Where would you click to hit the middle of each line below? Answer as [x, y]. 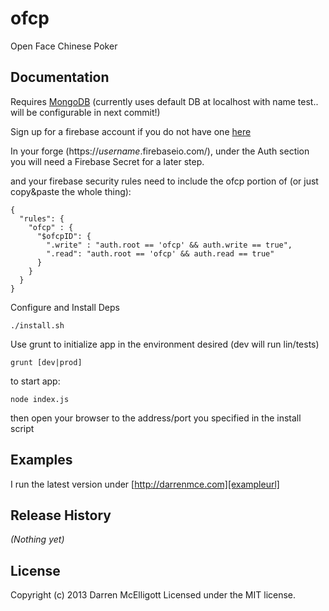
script [22, 428]
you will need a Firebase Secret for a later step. [107, 161]
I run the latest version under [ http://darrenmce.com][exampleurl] [145, 484]
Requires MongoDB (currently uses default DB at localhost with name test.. [164, 101]
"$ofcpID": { [64, 236]
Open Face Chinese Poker [64, 46]
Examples [41, 460]
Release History [61, 515]
